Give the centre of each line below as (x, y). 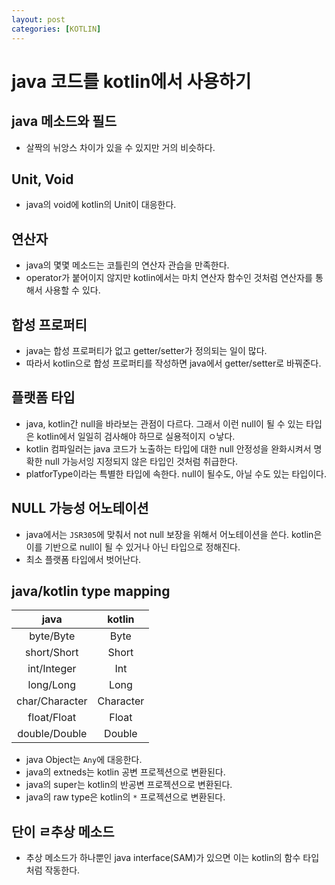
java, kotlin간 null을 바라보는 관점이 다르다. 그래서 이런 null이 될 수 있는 (164, 423)
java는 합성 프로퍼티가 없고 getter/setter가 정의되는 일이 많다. (146, 350)
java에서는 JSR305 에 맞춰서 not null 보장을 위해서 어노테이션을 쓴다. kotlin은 (174, 534)
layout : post (38, 19)
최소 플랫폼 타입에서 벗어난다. (83, 559)
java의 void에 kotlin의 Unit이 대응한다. (101, 205)
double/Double (52, 734)
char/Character (52, 701)
